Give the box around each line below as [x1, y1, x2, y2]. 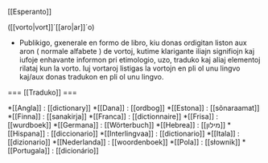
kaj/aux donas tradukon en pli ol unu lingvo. [19, 72, 164, 81]
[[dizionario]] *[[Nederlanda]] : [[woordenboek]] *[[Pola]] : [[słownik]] [7, 137, 241, 147]
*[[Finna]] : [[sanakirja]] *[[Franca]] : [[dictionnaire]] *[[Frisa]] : [7, 112, 219, 121]
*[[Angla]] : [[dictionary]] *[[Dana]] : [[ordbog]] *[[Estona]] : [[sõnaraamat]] [7, 104, 260, 112]
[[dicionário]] [55, 146, 99, 155]
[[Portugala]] [7, 146, 50, 155]
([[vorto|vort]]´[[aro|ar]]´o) [7, 22, 95, 31]
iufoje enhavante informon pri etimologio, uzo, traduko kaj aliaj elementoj [19, 55, 261, 64]
